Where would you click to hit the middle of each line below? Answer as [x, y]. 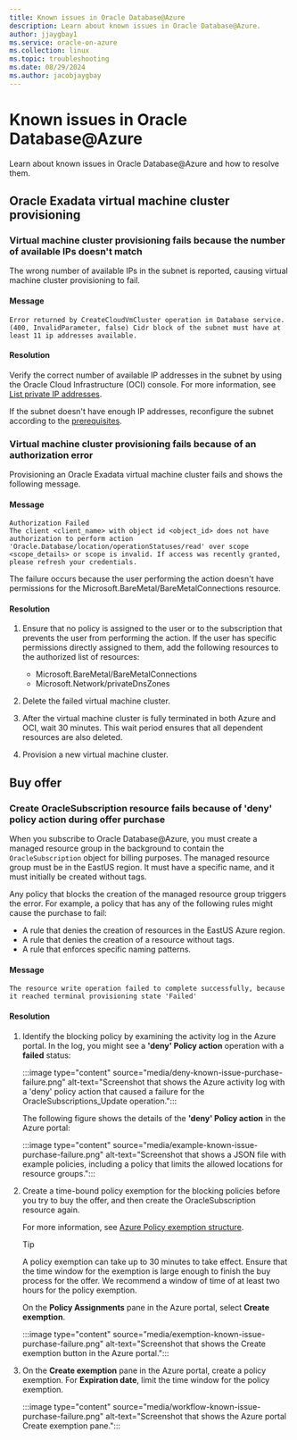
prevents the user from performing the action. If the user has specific [149, 638]
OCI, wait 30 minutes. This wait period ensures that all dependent [142, 728]
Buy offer [36, 782]
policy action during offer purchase [87, 820]
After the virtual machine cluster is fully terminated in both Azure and [149, 719]
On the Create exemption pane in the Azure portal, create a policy [144, 1370]
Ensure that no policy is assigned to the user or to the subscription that [152, 628]
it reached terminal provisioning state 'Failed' [103, 996]
